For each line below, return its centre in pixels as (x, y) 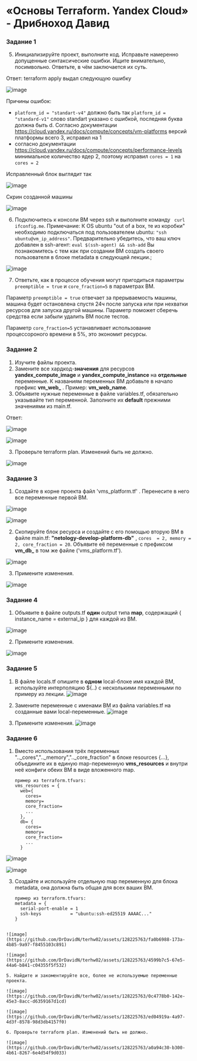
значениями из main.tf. (43, 406)
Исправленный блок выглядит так (49, 174)
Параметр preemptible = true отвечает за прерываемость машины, (92, 298)
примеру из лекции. (40, 694)
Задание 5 (22, 668)
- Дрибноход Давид (58, 23)
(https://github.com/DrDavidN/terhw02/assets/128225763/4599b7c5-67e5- (96, 960)
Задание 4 (22, 600)
